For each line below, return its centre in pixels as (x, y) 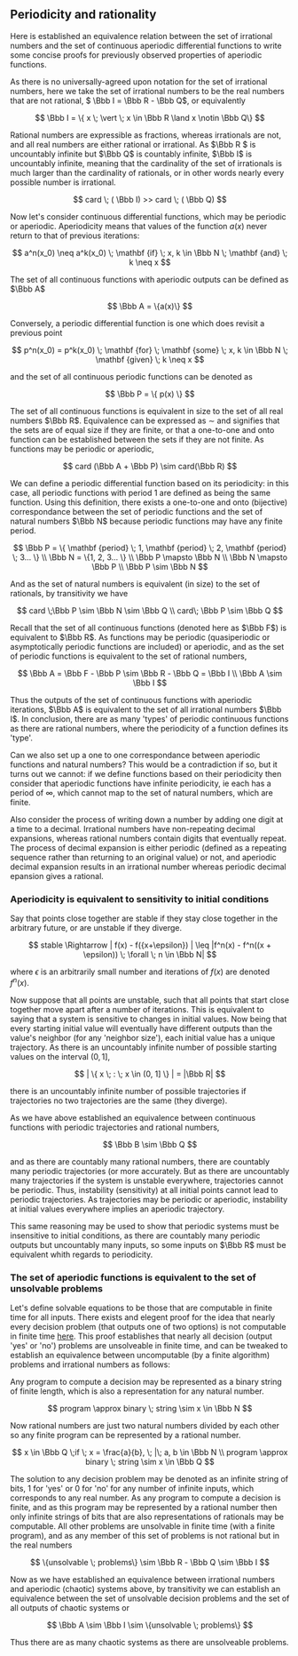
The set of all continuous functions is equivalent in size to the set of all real (147, 411)
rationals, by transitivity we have (69, 593)
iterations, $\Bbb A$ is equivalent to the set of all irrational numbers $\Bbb (146, 709)
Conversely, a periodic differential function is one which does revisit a (137, 323)
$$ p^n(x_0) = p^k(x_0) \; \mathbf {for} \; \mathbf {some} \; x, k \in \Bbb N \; (150, 349)
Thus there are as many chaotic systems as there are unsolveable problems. (149, 1643)
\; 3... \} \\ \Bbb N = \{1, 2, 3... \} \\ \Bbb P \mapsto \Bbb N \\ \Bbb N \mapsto (150, 557)
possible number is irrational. (63, 182)
